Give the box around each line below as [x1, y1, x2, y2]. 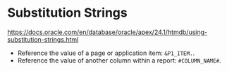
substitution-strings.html [7, 35, 79, 43]
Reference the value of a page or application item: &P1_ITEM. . [17, 49, 195, 57]
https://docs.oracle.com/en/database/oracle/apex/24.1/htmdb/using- [7, 28, 208, 36]
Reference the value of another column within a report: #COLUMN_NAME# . [17, 56, 221, 64]
